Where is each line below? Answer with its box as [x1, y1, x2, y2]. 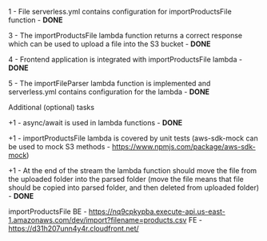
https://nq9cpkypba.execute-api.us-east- [88, 207, 226, 216]
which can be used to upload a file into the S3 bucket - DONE [8, 39, 211, 49]
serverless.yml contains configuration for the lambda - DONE [8, 87, 210, 97]
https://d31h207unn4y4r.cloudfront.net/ [8, 223, 140, 233]
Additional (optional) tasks [8, 103, 94, 112]
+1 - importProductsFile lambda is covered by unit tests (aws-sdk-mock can [8, 133, 258, 143]
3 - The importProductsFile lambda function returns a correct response [8, 31, 242, 40]
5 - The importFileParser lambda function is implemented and [8, 79, 211, 88]
